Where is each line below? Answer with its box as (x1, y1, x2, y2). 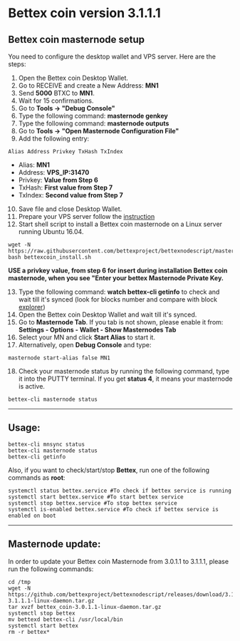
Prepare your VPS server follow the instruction (18, 212, 155, 220)
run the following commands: (8, 565, 94, 573)
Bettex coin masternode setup (8, 34, 145, 46)
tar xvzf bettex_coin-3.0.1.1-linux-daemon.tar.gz (8, 603, 162, 610)
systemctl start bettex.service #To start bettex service (8, 493, 184, 501)
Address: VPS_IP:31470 (18, 168, 90, 176)
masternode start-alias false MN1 (8, 354, 111, 361)
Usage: (8, 422, 41, 434)
